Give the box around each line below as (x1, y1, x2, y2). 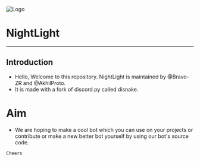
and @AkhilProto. (23, 79, 66, 86)
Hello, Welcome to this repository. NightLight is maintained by (14, 73, 167, 80)
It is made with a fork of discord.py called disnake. (14, 86, 139, 93)
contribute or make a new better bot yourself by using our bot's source (14, 132, 189, 140)
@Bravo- (167, 73, 189, 80)
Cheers (6, 150, 23, 156)
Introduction (6, 57, 54, 68)
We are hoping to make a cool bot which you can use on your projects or (14, 126, 193, 133)
